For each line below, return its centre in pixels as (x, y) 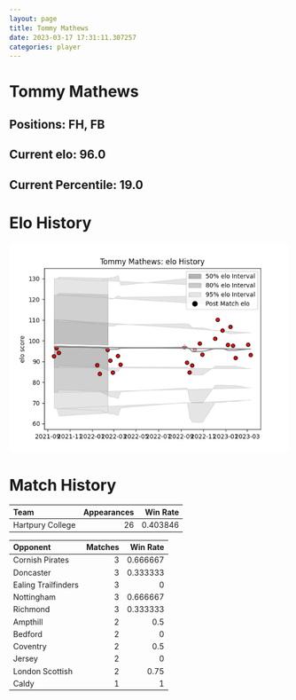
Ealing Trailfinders (46, 585)
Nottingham (34, 597)
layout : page (33, 19)
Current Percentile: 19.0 (76, 185)
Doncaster (32, 572)
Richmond (31, 610)
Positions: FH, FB (57, 124)
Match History (63, 485)
